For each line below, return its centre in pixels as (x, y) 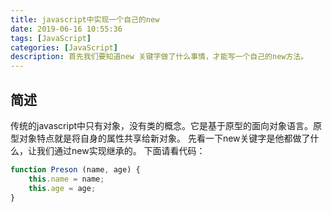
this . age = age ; (62, 188)
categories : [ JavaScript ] (64, 47)
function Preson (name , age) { (75, 169)
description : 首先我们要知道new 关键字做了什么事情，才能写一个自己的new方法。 (159, 57)
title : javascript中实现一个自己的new (85, 19)
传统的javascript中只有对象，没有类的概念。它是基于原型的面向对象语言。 (162, 125)
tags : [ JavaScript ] (51, 38)
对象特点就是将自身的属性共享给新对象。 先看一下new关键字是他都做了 (164, 138)
